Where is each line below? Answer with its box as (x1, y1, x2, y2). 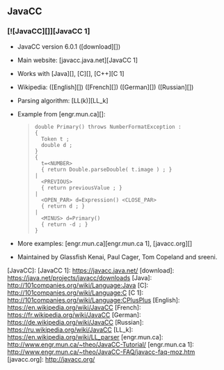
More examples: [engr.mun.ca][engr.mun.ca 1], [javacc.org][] (17, 239, 193, 247)
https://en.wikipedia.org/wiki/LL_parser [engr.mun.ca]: (7, 332, 163, 341)
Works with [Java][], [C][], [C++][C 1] (17, 69, 125, 77)
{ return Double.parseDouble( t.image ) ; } (40, 166, 173, 173)
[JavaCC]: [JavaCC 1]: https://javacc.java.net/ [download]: (7, 266, 175, 275)
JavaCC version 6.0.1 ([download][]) (17, 42, 121, 51)
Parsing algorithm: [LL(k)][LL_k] (17, 96, 109, 105)
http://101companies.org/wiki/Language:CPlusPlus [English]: (7, 295, 180, 304)
